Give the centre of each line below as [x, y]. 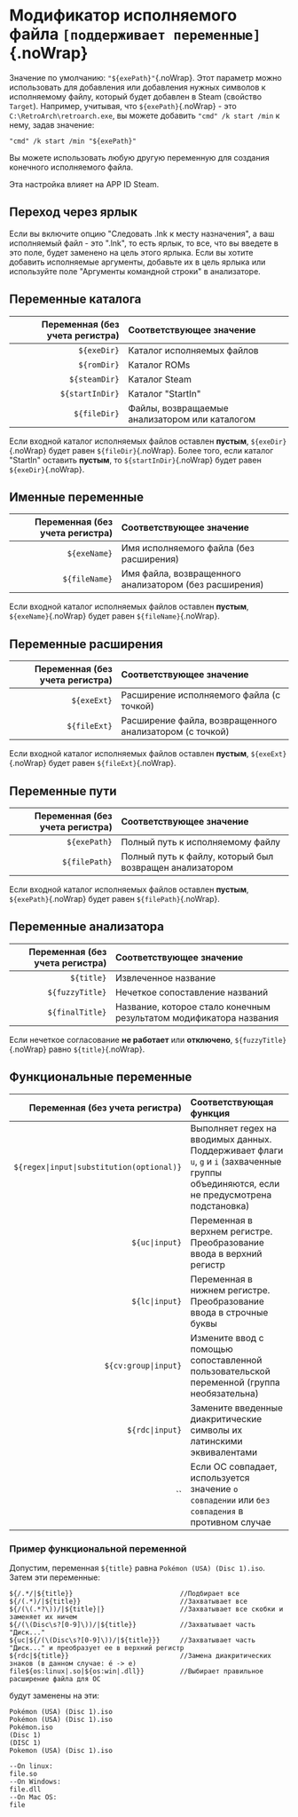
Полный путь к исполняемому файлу [201, 842]
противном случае [231, 1521]
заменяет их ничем [43, 1616]
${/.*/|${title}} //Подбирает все [125, 1593]
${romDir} [99, 364]
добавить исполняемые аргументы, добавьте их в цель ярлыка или [137, 262]
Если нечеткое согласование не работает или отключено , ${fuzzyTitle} [148, 1039]
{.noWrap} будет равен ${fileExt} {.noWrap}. [93, 763]
